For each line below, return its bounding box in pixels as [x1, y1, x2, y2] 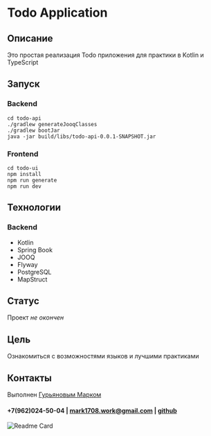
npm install [7, 171, 42, 177]
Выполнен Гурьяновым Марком [7, 390, 102, 399]
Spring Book [17, 245, 53, 254]
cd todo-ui [7, 164, 39, 171]
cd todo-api [7, 114, 42, 122]
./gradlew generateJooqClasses [7, 121, 98, 128]
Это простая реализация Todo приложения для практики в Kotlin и [7, 51, 204, 59]
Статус [7, 295, 39, 307]
